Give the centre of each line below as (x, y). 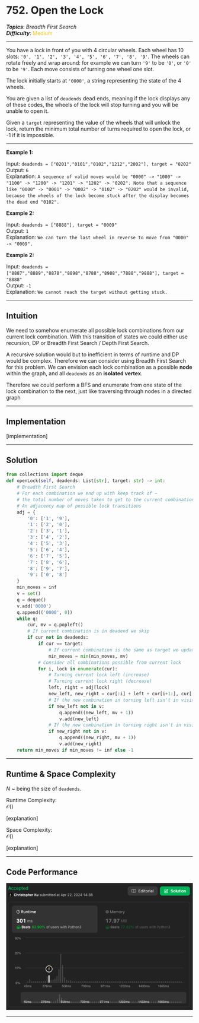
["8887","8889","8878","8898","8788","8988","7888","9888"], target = (95, 273)
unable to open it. (28, 111)
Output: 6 (17, 170)
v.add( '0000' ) (34, 606)
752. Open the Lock (55, 10)
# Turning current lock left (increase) (99, 675)
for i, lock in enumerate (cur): (78, 669)
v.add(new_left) (79, 719)
